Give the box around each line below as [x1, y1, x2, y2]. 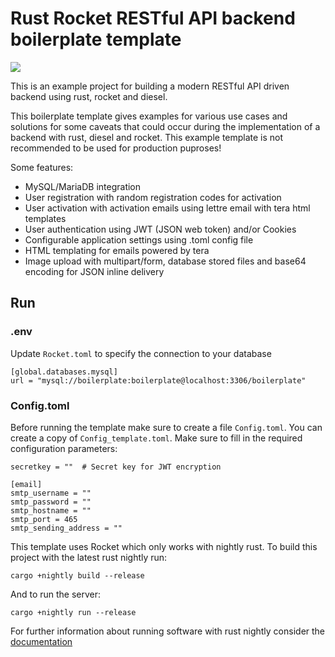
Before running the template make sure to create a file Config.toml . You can [10, 421, 323, 433]
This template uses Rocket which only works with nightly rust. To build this [10, 540, 318, 552]
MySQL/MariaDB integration [24, 180, 142, 192]
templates [24, 212, 67, 224]
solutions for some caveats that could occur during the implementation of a [10, 120, 321, 132]
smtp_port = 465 [10, 514, 78, 524]
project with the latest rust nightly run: [10, 551, 168, 563]
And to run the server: [10, 588, 102, 600]
